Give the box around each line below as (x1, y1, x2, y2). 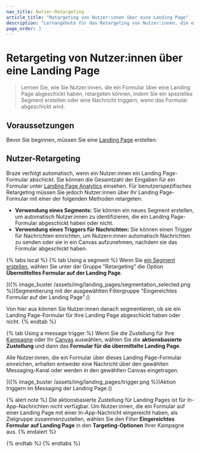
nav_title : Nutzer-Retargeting (6, 8, 84, 15)
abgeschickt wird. (20, 103, 65, 110)
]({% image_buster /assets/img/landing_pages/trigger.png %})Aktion (6, 378, 176, 385)
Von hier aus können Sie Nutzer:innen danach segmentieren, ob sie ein (6, 305, 181, 312)
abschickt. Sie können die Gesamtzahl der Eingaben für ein (29, 176, 175, 183)
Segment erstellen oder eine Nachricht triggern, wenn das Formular (20, 97, 188, 104)
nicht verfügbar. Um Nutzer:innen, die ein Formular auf (50, 402, 185, 409)
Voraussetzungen (6, 120, 75, 131)
